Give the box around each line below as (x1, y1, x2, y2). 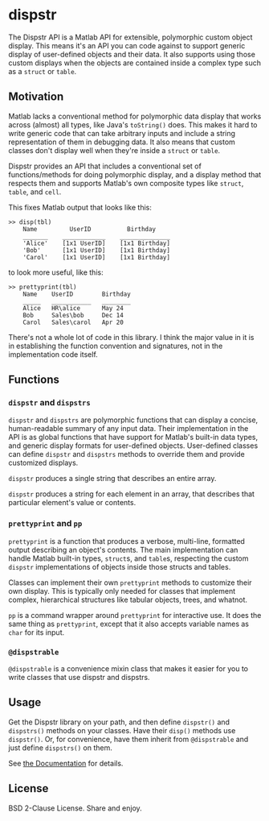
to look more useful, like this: (8, 267, 104, 277)
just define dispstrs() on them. (8, 743, 112, 753)
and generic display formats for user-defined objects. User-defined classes (8, 441, 259, 450)
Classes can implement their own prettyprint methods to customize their (8, 578, 252, 587)
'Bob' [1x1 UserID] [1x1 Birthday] (22, 246, 171, 255)
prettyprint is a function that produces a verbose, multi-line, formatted (8, 536, 245, 545)
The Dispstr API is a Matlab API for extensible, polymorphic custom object (8, 32, 253, 42)
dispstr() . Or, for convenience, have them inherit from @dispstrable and (8, 734, 249, 744)
